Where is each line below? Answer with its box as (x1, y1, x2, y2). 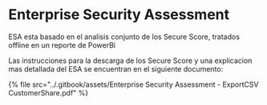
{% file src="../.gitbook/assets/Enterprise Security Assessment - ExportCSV (8, 80, 259, 89)
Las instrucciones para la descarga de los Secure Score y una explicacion (8, 56, 253, 65)
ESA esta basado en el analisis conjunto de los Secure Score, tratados (8, 32, 241, 41)
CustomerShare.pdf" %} (8, 87, 89, 97)
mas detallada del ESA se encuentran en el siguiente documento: (8, 64, 224, 73)
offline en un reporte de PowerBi (8, 40, 116, 49)
